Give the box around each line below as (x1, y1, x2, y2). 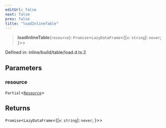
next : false (5, 12, 30, 17)
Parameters (5, 64, 42, 72)
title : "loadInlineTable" (5, 21, 59, 26)
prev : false (5, 16, 30, 21)
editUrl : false (5, 7, 37, 12)
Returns (5, 104, 31, 113)
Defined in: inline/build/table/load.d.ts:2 (5, 49, 86, 55)
